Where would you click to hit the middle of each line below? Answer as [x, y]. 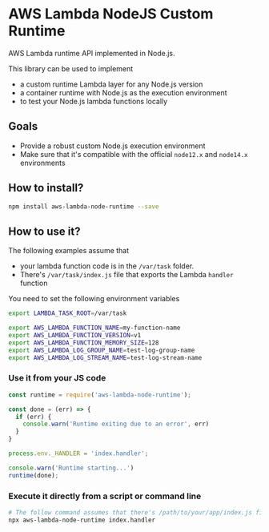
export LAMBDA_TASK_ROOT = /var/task [68, 313]
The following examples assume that [69, 251]
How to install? [46, 188]
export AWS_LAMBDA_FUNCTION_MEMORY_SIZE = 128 [84, 343]
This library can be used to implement [71, 68]
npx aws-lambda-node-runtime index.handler [82, 520]
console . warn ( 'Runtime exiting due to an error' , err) [116, 424]
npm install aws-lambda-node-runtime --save [84, 206]
